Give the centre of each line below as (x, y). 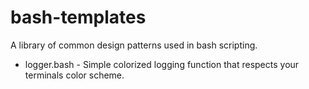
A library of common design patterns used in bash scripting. (134, 45)
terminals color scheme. (74, 75)
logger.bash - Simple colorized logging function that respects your (162, 64)
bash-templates (78, 17)
